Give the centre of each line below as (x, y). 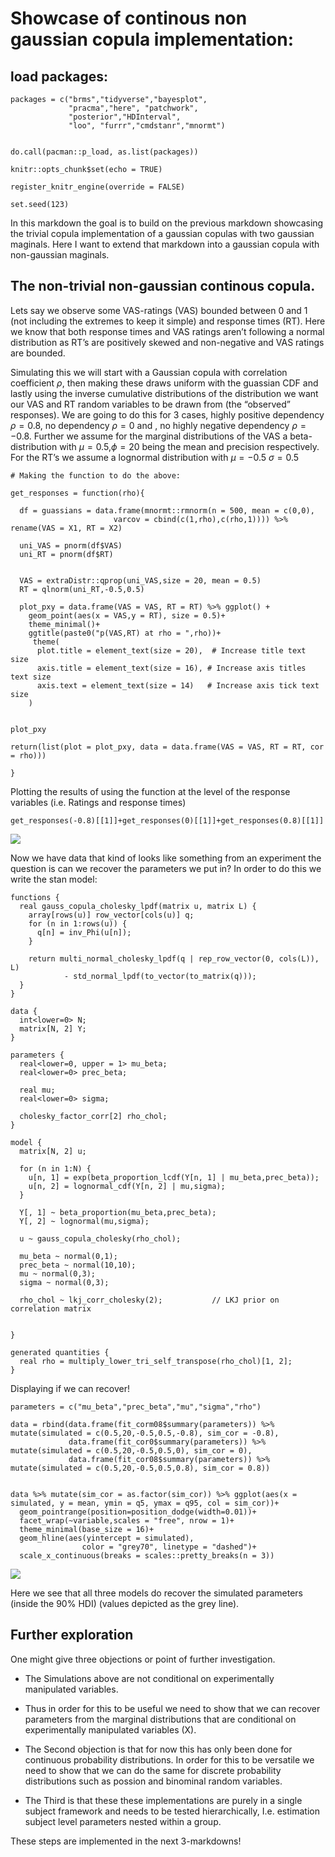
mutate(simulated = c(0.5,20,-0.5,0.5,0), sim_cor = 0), (131, 1450)
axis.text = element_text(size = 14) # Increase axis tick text (178, 685)
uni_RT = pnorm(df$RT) (66, 554)
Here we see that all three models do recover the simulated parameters (156, 1593)
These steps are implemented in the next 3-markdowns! (126, 1841)
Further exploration (72, 1635)
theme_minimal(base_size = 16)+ (87, 1529)
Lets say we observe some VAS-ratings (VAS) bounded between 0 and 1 (159, 310)
